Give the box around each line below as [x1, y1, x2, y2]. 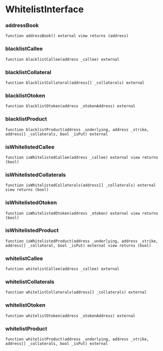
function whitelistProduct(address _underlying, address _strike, [5, 337, 149, 342]
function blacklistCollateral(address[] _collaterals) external [5, 80, 145, 85]
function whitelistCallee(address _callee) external [5, 267, 120, 272]
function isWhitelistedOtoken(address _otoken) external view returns [5, 210, 158, 216]
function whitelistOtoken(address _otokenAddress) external [5, 313, 136, 318]
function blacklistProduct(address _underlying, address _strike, [5, 127, 149, 132]
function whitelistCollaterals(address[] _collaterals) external [5, 290, 147, 295]
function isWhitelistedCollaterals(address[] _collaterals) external [5, 183, 156, 188]
